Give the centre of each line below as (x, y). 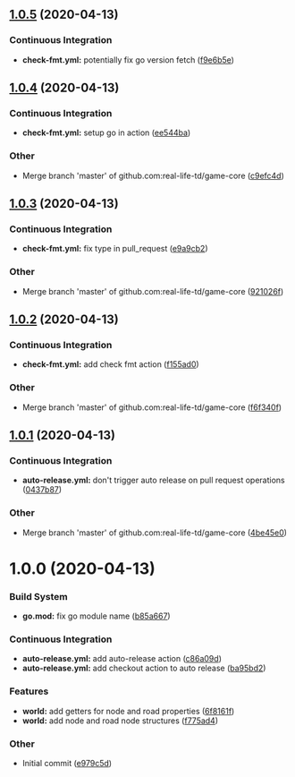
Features (29, 691)
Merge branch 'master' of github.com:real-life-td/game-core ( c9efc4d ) (153, 175)
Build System (39, 596)
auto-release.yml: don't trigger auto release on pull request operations (153, 480)
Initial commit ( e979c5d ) (67, 763)
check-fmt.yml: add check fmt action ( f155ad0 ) (110, 364)
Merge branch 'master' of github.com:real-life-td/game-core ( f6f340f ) (152, 407)
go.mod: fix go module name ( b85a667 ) (97, 616)
